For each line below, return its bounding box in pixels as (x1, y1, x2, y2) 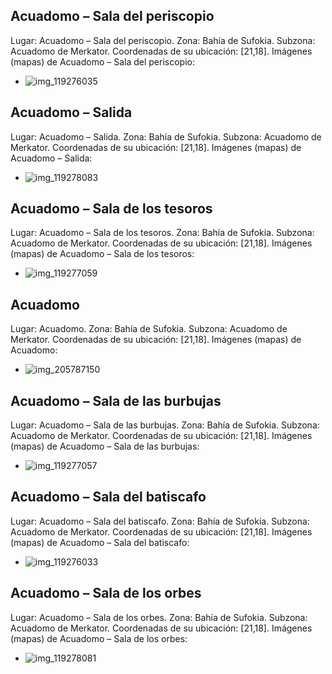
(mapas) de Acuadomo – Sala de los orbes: (10, 632, 188, 644)
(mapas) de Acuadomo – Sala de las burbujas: (10, 440, 200, 453)
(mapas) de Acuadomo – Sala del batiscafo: (10, 536, 190, 548)
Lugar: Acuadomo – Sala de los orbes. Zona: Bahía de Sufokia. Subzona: (10, 611, 308, 623)
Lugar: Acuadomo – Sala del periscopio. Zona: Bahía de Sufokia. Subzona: (10, 34, 316, 46)
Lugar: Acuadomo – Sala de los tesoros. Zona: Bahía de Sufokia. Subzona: (10, 227, 315, 239)
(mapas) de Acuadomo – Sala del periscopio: (10, 55, 196, 68)
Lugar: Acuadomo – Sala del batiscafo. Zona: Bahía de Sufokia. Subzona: (10, 515, 310, 527)
